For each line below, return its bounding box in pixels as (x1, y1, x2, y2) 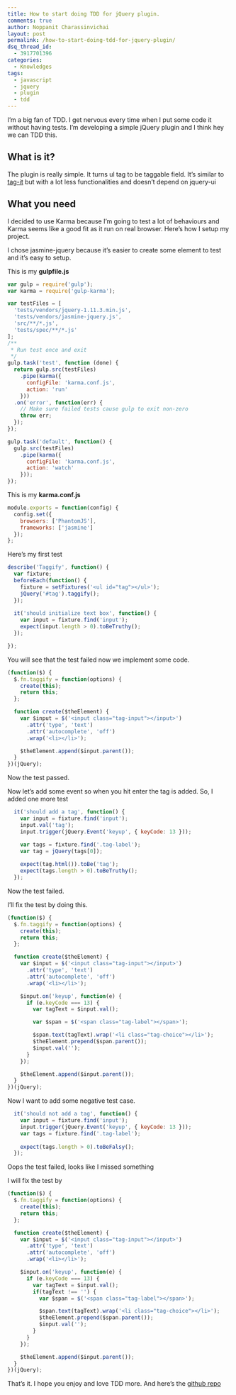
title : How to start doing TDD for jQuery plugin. (7, 10, 160, 18)
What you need (7, 198, 77, 210)
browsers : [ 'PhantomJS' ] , (20, 517, 97, 525)
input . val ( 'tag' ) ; (20, 821, 74, 828)
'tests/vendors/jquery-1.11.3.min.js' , (13, 306, 132, 314)
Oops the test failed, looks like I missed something (7, 1162, 154, 1171)
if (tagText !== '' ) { (33, 1288, 97, 1295)
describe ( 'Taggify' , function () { (7, 564, 110, 571)
